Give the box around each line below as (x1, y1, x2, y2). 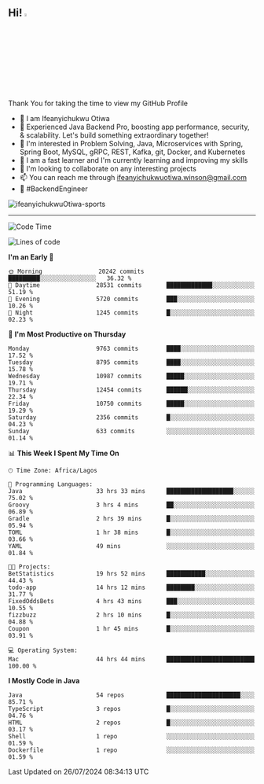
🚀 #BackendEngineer (19, 184, 88, 193)
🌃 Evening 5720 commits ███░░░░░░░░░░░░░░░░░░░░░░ (8, 295, 255, 303)
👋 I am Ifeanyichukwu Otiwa (19, 113, 110, 123)
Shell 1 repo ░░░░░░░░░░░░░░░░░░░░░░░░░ (8, 732, 255, 740)
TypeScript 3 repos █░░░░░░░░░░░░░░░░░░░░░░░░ (8, 705, 255, 712)
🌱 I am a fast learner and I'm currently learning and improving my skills (19, 155, 248, 164)
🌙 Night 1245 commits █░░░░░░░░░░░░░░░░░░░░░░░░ (8, 308, 255, 317)
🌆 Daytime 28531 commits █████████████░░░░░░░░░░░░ (8, 281, 255, 289)
